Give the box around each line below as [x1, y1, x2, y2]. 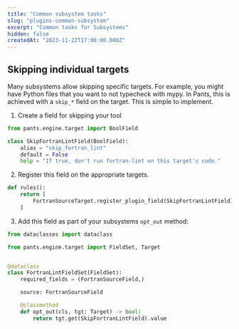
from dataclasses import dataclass [7, 231, 113, 238]
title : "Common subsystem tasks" [7, 10, 107, 18]
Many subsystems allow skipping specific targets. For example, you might [7, 82, 224, 90]
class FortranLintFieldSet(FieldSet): [7, 269, 122, 276]
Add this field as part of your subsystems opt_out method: [17, 216, 188, 225]
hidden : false [7, 30, 50, 38]
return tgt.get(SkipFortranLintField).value [33, 315, 167, 322]
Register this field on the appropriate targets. [17, 170, 149, 179]
